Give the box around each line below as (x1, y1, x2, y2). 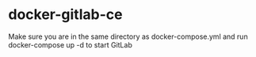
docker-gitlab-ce (8, 6, 123, 24)
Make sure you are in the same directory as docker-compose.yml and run (8, 32, 248, 41)
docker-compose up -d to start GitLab (8, 40, 132, 49)
